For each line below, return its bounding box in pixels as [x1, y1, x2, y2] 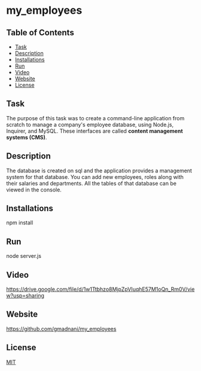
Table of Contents [6, 28, 75, 38]
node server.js [6, 253, 42, 260]
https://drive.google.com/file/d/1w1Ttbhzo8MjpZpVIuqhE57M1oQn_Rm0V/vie [6, 285, 195, 293]
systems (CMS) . [6, 133, 47, 141]
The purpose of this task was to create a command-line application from [6, 114, 185, 121]
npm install [6, 219, 33, 226]
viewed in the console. [6, 186, 62, 193]
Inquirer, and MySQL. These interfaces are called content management [6, 127, 184, 135]
